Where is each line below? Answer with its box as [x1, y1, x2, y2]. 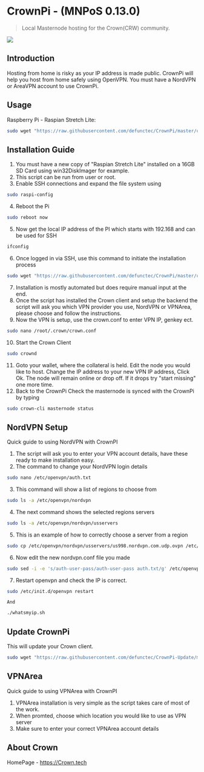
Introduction [7, 53, 55, 64]
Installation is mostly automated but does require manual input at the [15, 283, 187, 291]
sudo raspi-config [7, 192, 53, 198]
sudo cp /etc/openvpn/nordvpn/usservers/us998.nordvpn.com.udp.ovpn [7, 543, 183, 549]
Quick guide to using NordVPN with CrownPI [7, 438, 118, 445]
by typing [15, 393, 40, 401]
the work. [15, 705, 40, 713]
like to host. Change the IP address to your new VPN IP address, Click [15, 368, 190, 375]
